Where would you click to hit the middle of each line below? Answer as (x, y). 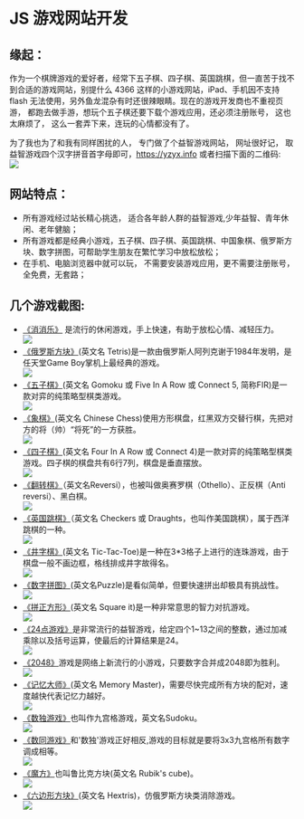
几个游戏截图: (47, 305)
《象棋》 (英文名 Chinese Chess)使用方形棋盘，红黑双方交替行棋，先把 (154, 418)
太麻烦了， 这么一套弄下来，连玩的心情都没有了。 (102, 124)
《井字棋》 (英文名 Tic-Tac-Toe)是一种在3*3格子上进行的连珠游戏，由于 (156, 551)
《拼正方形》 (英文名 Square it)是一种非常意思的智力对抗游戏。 (138, 606)
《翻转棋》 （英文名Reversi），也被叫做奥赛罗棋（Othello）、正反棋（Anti (154, 484)
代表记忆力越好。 (78, 695)
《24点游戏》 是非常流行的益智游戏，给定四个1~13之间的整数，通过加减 (155, 629)
